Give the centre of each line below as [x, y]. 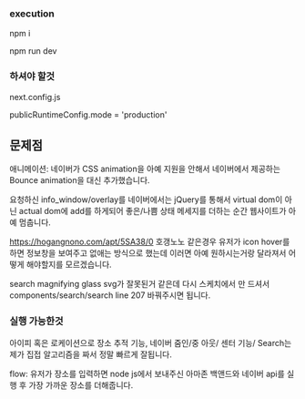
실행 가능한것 [36, 322]
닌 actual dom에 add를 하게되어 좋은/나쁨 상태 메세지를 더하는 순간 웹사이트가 [148, 211]
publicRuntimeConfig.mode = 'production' [88, 114]
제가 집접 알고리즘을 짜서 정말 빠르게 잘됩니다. [91, 354]
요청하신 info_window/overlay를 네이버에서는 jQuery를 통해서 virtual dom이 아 [151, 199]
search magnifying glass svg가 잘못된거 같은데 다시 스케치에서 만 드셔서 [140, 284]
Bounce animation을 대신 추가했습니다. [80, 180]
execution [32, 14]
